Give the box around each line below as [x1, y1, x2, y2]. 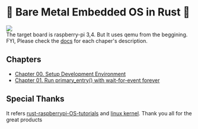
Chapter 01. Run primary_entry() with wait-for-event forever [14, 77, 160, 84]
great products [6, 116, 43, 123]
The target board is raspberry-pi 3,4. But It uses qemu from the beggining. [6, 31, 188, 38]
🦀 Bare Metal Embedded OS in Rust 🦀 [6, 5, 190, 19]
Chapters [6, 55, 41, 65]
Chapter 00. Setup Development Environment [14, 70, 126, 77]
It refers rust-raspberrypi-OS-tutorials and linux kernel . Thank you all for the [6, 109, 192, 117]
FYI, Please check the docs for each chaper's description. [6, 37, 148, 44]
